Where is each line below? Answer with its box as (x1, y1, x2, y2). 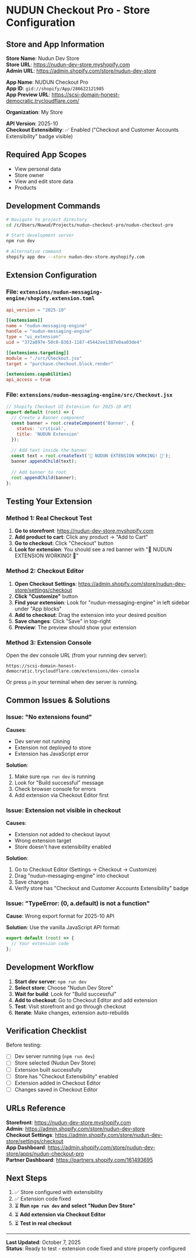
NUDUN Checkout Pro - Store (6, 4, 150, 17)
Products (14, 184, 37, 191)
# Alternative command (6, 248, 61, 255)
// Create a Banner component (11, 415, 85, 421)
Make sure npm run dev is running (14, 773, 96, 780)
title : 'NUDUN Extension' (16, 431, 80, 437)
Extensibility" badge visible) (6, 133, 73, 139)
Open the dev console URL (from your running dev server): (6, 652, 148, 659)
